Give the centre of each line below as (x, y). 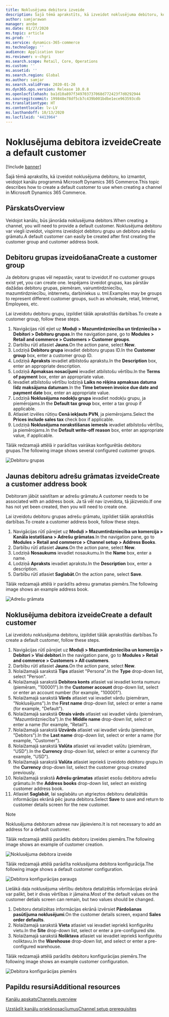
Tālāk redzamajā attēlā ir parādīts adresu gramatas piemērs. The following (82, 584)
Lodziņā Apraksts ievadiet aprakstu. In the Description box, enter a (82, 563)
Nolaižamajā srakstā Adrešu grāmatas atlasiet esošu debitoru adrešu (85, 778)
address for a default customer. (38, 829)
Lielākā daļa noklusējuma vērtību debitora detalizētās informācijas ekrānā (81, 888)
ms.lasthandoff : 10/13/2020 (35, 113)
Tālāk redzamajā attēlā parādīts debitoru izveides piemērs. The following (80, 839)
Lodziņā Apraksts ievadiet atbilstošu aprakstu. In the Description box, (85, 361)
